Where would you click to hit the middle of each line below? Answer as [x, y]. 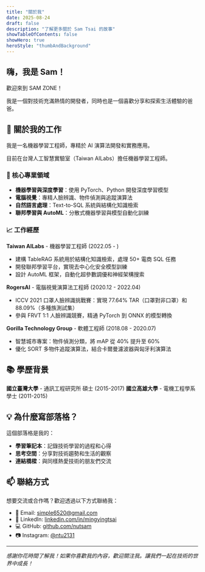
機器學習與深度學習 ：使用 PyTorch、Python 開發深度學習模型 [92, 190]
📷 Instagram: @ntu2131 [45, 535]
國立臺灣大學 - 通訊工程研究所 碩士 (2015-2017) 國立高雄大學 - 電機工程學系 [101, 388]
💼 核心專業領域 [28, 175]
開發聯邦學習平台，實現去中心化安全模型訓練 [71, 267]
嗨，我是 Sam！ [36, 72]
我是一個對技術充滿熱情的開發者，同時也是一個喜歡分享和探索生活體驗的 [97, 100]
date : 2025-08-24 [28, 18]
